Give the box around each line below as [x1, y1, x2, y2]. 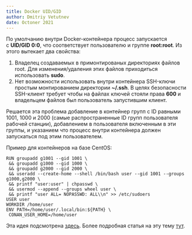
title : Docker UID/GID [6, 8, 61, 15]
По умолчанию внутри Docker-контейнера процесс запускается [6, 36, 167, 43]
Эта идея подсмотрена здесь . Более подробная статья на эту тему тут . [6, 222, 186, 229]
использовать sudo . [14, 71, 66, 79]
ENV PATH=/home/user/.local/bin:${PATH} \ [6, 207, 111, 213]
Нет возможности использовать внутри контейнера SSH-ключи [14, 78, 176, 85]
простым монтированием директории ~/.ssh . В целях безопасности [14, 84, 186, 91]
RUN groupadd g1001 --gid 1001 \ [6, 156, 88, 162]
